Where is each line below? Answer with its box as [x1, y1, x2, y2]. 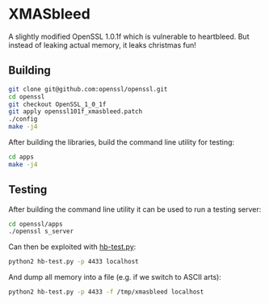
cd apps [8, 153, 35, 161]
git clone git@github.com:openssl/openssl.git [8, 85, 168, 93]
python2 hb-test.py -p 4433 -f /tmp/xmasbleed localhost [8, 288, 204, 296]
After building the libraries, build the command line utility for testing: [8, 137, 235, 146]
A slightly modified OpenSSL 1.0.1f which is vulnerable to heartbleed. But [8, 32, 250, 41]
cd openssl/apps [8, 220, 63, 228]
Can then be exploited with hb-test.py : [8, 242, 137, 251]
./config [8, 115, 38, 124]
